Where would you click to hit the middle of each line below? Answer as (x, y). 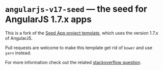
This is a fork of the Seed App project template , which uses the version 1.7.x (82, 33)
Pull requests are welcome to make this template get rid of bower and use (79, 47)
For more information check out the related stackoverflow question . (73, 62)
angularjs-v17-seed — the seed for (76, 9)
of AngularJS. (19, 38)
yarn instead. (18, 53)
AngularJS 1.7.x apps (48, 19)
